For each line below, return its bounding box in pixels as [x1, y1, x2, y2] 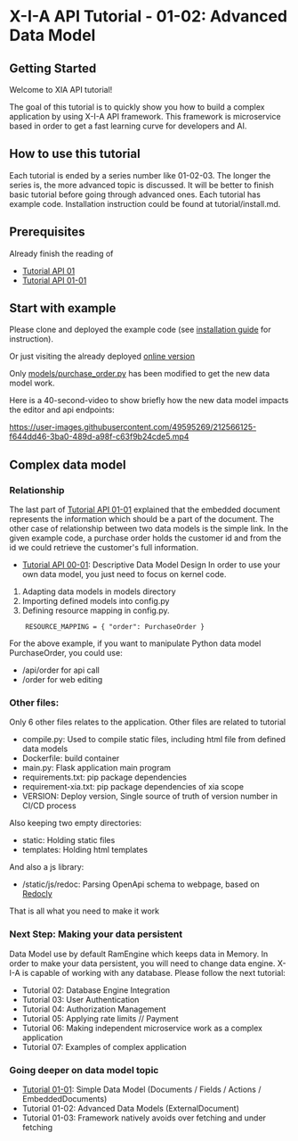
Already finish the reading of [9, 248, 114, 259]
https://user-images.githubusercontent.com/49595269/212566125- [9, 422, 256, 433]
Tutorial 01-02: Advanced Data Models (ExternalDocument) [21, 1104, 240, 1114]
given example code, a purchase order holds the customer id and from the [9, 533, 282, 543]
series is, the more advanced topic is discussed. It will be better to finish [9, 179, 274, 190]
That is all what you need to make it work [9, 905, 160, 916]
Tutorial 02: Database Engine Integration [21, 984, 171, 996]
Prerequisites [9, 225, 85, 240]
